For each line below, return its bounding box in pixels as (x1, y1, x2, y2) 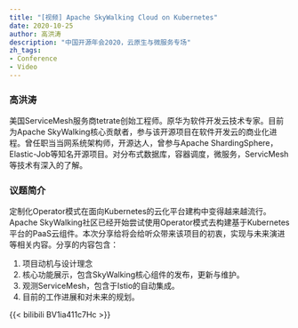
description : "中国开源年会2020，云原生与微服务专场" (9, 37, 191, 47)
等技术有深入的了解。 (9, 160, 87, 171)
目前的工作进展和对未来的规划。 (21, 292, 140, 302)
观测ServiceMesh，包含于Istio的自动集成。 (21, 281, 180, 292)
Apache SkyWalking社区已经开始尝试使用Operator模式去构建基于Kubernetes (9, 217, 290, 228)
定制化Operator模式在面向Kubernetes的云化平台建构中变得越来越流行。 (9, 206, 271, 217)
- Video (9, 63, 38, 72)
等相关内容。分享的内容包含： (9, 239, 118, 250)
